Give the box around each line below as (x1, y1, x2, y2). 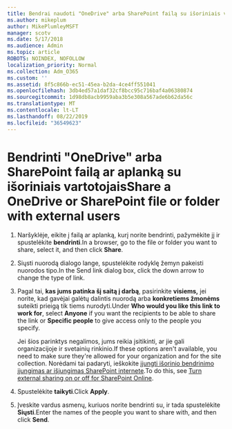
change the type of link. (17, 274, 85, 282)
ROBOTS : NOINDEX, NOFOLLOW (7, 55, 85, 62)
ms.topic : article (7, 49, 60, 56)
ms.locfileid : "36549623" (7, 119, 81, 127)
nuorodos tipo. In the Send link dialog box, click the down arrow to (17, 266, 204, 275)
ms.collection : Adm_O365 (7, 68, 79, 75)
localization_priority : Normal (7, 62, 97, 69)
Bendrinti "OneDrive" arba (7, 149, 162, 165)
